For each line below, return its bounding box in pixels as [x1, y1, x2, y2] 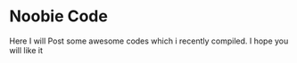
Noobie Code [9, 6, 109, 27]
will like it [9, 44, 43, 55]
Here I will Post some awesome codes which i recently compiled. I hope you [9, 35, 289, 46]
